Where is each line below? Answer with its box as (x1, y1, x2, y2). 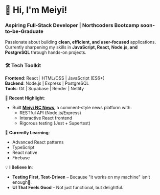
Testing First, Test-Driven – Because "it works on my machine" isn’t (12, 174, 150, 180)
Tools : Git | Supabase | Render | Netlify (5, 85, 84, 91)
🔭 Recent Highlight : (5, 95, 46, 101)
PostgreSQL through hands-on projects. (5, 49, 87, 55)
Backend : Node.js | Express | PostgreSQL (5, 80, 89, 86)
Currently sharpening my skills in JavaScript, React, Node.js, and (5, 44, 138, 50)
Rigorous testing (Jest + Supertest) (19, 120, 91, 126)
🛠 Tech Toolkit (5, 62, 42, 69)
